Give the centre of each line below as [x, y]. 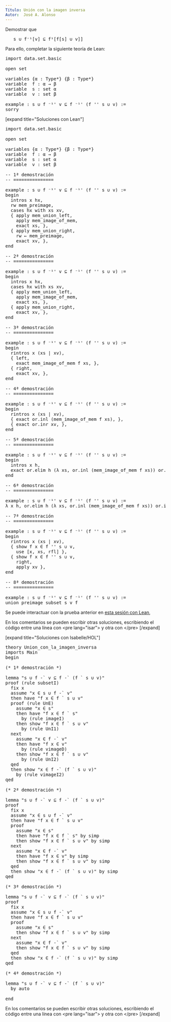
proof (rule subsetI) [32, 683]
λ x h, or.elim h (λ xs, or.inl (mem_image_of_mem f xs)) [79, 506]
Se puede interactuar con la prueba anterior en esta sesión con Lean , [78, 612]
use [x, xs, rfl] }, [41, 552]
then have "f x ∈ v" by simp [52, 856]
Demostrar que [21, 29]
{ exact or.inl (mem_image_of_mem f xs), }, [67, 419]
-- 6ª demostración [30, 485]
